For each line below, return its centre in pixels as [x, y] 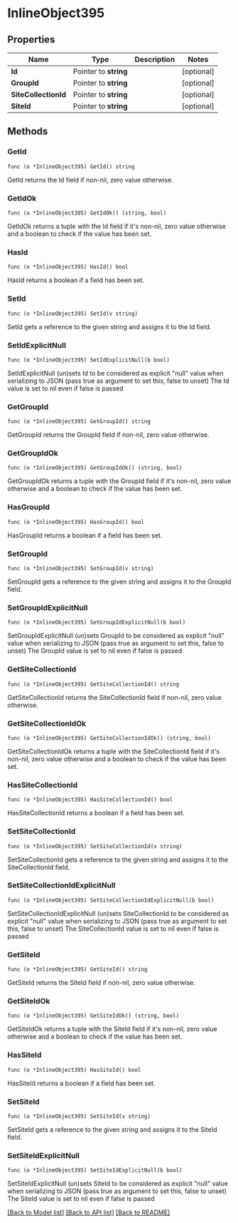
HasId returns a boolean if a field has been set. [76, 280]
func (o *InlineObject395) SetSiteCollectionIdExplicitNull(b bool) [111, 900]
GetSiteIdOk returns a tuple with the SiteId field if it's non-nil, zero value [113, 1029]
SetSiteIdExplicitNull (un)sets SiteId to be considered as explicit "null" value [118, 1184]
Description [155, 60]
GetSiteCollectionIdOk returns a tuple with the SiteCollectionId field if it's [114, 751]
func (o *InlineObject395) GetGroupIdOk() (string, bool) [95, 468]
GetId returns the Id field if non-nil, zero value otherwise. [91, 180]
